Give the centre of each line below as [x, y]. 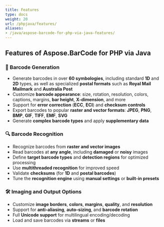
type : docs [16, 14]
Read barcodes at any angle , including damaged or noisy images [80, 152]
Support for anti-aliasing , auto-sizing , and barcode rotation [75, 210]
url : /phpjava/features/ [31, 24]
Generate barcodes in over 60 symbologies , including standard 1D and [85, 78]
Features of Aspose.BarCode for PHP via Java [78, 53]
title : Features [22, 10]
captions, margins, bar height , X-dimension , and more [69, 99]
